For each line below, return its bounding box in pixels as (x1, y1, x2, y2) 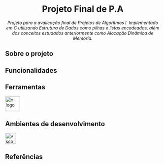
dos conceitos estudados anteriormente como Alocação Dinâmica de (12, 30, 154, 36)
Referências (5, 152, 43, 161)
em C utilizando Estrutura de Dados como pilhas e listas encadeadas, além (6, 25, 160, 30)
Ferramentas (5, 83, 45, 91)
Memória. (73, 35, 93, 41)
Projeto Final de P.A (41, 3, 124, 15)
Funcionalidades (5, 66, 58, 75)
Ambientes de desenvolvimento (5, 119, 105, 128)
